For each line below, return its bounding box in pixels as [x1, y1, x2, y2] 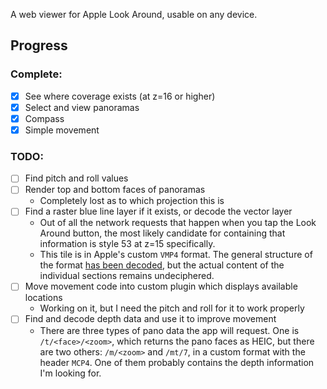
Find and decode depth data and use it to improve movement [24, 313, 277, 325]
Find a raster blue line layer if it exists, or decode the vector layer [24, 205, 293, 218]
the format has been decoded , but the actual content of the [39, 259, 285, 271]
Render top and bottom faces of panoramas [24, 184, 206, 196]
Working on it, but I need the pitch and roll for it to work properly [39, 302, 305, 314]
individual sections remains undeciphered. [39, 270, 215, 282]
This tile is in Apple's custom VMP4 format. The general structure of [39, 249, 313, 261]
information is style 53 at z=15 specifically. [39, 238, 216, 250]
